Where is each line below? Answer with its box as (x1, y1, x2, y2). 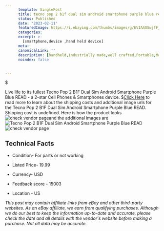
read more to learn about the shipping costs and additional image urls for (5, 100, 152, 105)
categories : (18, 30, 42, 35)
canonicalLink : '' (18, 48, 56, 53)
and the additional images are (48, 115, 109, 121)
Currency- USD (12, 171, 43, 177)
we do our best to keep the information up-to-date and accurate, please (5, 210, 151, 216)
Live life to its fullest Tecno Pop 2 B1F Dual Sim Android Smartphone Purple (5, 89, 156, 95)
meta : (18, 43, 29, 48)
